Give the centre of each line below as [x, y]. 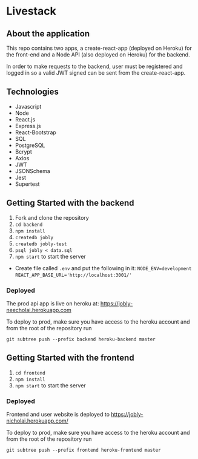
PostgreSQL [30, 145]
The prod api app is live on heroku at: [53, 303]
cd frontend [30, 373]
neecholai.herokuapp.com [39, 310]
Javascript [28, 106]
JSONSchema [32, 171]
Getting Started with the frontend [70, 358]
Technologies [33, 92]
